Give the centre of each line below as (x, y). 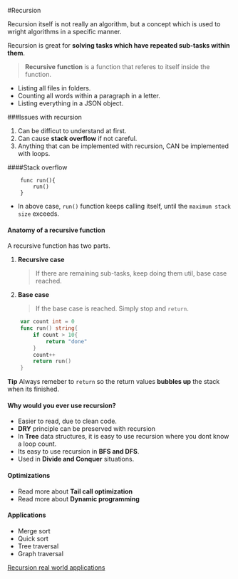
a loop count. (37, 444)
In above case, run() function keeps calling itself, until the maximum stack (124, 206)
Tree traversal (38, 546)
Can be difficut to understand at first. (72, 131)
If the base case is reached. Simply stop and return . (112, 308)
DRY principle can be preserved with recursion (86, 429)
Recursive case (41, 260)
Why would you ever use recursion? (62, 405)
